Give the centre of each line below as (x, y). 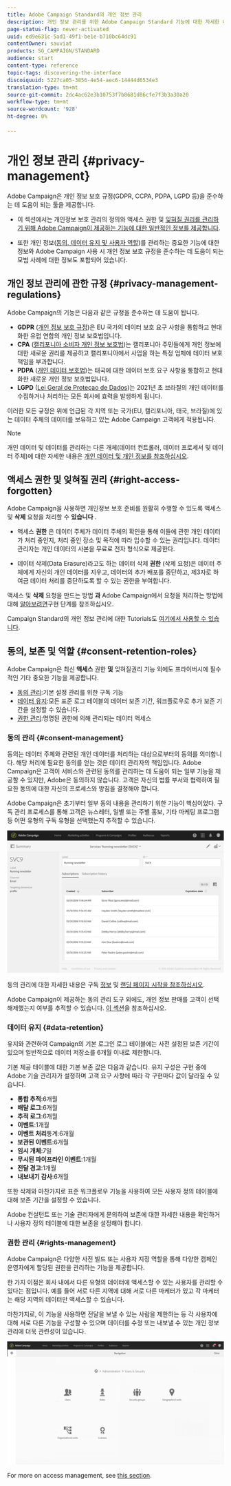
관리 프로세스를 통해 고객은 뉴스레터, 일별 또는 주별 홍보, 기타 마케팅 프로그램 (117, 812)
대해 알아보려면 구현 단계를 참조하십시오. (60, 604)
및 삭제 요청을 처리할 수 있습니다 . (52, 517)
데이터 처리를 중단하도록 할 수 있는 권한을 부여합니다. (101, 581)
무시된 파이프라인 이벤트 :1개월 (57, 1159)
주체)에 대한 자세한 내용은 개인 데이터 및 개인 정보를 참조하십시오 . (101, 456)
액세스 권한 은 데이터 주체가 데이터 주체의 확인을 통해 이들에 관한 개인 (110, 532)
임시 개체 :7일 (34, 1150)
